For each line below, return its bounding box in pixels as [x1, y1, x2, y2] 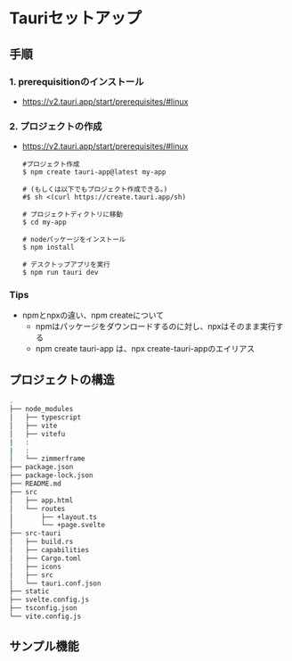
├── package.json [9, 463, 74, 472]
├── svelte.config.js [9, 595, 90, 605]
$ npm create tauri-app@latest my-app [21, 168, 166, 177]
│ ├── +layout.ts [9, 512, 98, 522]
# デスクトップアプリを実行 [21, 260, 110, 269]
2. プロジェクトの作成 [9, 120, 102, 132]
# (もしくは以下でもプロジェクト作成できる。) [21, 185, 168, 194]
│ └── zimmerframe [9, 454, 86, 464]
